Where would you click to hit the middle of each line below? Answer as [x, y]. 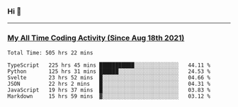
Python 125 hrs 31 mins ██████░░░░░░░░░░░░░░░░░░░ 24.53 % [109, 71]
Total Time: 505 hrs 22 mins [50, 52]
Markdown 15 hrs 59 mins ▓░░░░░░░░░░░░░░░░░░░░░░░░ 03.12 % [109, 96]
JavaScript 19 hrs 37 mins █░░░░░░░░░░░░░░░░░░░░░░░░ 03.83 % [109, 90]
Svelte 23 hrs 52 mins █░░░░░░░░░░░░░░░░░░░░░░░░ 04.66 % [109, 77]
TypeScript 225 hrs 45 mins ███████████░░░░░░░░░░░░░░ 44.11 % [109, 65]
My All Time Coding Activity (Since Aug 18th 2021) [96, 38]
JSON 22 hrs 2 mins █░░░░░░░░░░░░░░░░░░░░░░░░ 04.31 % [109, 84]
